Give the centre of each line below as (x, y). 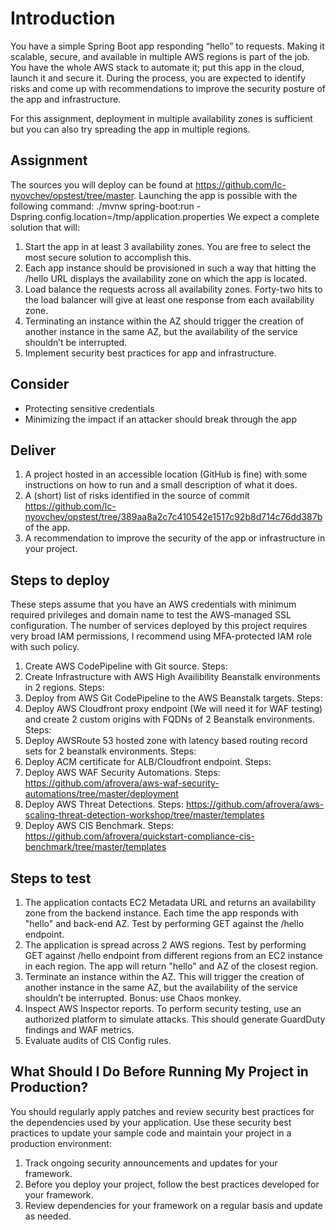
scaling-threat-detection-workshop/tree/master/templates (144, 815)
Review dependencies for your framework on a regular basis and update (173, 1205)
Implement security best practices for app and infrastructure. (150, 353)
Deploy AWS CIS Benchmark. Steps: (99, 826)
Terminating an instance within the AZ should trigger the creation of (164, 321)
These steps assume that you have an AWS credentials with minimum (153, 604)
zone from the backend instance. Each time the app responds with (161, 913)
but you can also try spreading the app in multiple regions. (130, 129)
